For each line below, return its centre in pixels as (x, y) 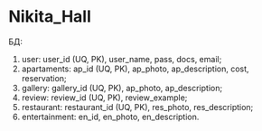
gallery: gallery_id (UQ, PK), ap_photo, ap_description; (122, 88)
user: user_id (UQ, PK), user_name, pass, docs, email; (122, 59)
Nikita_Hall (50, 17)
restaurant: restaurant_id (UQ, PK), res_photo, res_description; (137, 107)
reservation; (44, 78)
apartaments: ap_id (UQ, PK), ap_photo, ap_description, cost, (135, 69)
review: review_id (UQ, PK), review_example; (104, 98)
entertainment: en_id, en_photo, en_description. (110, 117)
